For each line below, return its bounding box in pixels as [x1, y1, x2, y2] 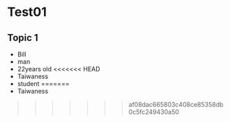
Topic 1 [7, 32, 38, 44]
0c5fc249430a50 [128, 108, 180, 116]
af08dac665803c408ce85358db [128, 101, 224, 108]
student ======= [17, 80, 70, 87]
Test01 [7, 4, 47, 20]
